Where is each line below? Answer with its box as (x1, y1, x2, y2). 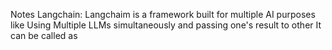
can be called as (10, 30, 78, 41)
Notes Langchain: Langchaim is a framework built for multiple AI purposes (10, 9, 316, 20)
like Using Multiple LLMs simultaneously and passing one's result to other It (10, 19, 322, 31)
